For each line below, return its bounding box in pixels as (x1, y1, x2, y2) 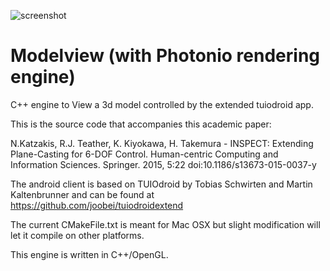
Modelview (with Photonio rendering (10, 45, 321, 67)
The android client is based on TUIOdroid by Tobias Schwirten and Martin (10, 178, 313, 190)
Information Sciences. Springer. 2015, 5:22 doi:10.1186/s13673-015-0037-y (10, 158, 317, 170)
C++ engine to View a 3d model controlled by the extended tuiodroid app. (10, 98, 314, 110)
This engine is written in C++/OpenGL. (10, 248, 169, 260)
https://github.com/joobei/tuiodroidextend (10, 199, 184, 211)
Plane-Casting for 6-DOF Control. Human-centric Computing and (10, 148, 279, 160)
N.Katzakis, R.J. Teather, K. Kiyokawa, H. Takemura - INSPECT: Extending (10, 137, 314, 149)
